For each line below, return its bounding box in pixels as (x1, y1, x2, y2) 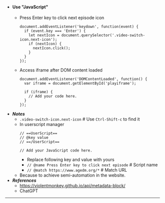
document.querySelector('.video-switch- (61, 33, 145, 38)
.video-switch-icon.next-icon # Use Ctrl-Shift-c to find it (19, 116, 140, 122)
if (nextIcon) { (28, 42, 62, 47)
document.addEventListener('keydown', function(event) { (19, 25, 139, 29)
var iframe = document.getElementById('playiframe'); (24, 81, 137, 86)
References (12, 178, 37, 183)
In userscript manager (19, 122, 65, 127)
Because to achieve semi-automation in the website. (19, 172, 126, 178)
